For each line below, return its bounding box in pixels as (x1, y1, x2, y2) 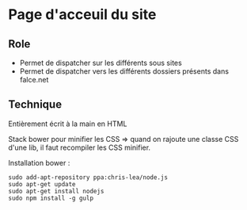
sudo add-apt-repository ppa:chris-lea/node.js (8, 173, 169, 181)
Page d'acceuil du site (8, 6, 157, 24)
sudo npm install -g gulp (8, 194, 93, 202)
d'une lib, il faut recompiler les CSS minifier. (8, 143, 151, 152)
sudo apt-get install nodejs (8, 187, 104, 195)
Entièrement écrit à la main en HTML (8, 119, 127, 128)
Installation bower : (8, 158, 70, 167)
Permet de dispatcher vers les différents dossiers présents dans (19, 67, 230, 76)
